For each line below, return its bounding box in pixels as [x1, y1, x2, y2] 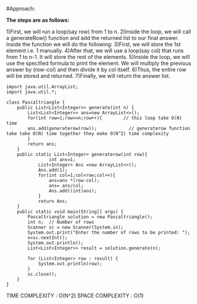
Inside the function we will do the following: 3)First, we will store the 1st [6, 41, 181, 48]
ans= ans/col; [48, 183, 84, 189]
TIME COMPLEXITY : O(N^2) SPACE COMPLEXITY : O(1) [6, 292, 144, 299]
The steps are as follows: [6, 17, 70, 23]
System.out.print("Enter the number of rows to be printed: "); [27, 230, 190, 236]
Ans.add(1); [37, 167, 68, 173]
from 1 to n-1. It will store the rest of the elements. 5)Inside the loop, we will [6, 54, 190, 60]
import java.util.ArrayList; [6, 84, 79, 90]
